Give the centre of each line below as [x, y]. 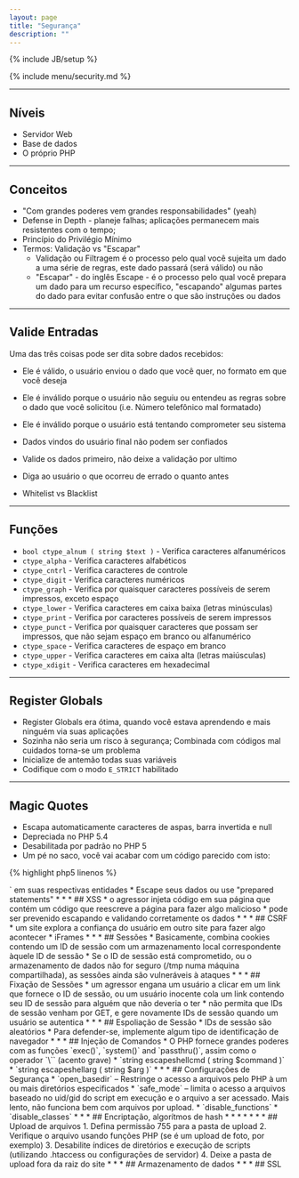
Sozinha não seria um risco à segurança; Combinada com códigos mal [151, 741]
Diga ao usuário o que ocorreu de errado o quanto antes [125, 476]
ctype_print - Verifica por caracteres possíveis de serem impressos [146, 617]
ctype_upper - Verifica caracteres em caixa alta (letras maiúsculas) [144, 655]
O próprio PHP [48, 153]
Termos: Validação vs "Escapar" [81, 249]
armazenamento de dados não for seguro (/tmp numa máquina [125, 965]
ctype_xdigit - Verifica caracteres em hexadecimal [116, 665]
